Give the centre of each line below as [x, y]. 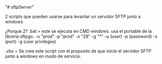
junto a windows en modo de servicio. [43, 56]
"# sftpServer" [19, 7]
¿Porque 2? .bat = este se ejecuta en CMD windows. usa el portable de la [79, 31]
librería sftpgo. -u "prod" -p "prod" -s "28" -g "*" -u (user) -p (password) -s [81, 36]
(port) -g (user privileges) [31, 42]
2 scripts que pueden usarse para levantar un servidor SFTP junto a [73, 16]
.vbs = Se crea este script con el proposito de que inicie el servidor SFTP [78, 51]
